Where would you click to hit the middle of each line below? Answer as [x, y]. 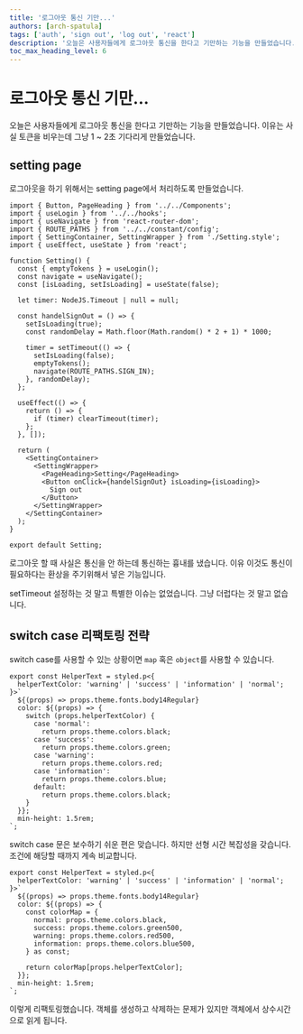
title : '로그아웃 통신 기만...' [62, 18]
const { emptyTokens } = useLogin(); [88, 268]
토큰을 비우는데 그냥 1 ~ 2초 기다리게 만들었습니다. [107, 137]
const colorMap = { [62, 912]
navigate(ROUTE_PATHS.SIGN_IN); [94, 371]
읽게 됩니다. [46, 1020]
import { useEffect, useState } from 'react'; [98, 245]
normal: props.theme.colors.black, [100, 920]
